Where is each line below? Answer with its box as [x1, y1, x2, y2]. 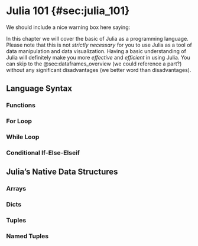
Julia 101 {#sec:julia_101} [6, 4, 130, 18]
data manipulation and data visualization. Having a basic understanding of [6, 47, 186, 54]
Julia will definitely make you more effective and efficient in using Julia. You [6, 54, 190, 61]
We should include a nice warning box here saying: [6, 24, 131, 31]
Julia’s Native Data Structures [6, 167, 118, 177]
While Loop [6, 133, 40, 141]
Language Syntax [6, 84, 73, 94]
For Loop [6, 117, 33, 125]
